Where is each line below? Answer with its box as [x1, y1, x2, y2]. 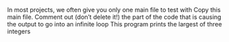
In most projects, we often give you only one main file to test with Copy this [7, 6, 221, 14]
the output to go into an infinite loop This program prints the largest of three [7, 20, 222, 28]
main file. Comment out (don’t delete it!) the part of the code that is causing [7, 13, 222, 21]
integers [7, 27, 31, 35]
